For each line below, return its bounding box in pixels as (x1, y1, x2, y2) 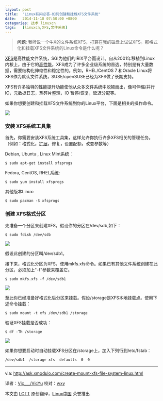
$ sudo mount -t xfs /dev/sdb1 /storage (5, 310, 88, 316)
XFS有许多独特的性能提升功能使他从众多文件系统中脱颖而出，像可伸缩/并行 (5, 84, 155, 90)
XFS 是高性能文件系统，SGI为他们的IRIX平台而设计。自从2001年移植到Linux (5, 55, 155, 61)
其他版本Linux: (5, 189, 34, 195)
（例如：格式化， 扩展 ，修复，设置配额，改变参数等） (5, 141, 112, 147)
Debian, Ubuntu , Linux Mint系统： (5, 151, 74, 157)
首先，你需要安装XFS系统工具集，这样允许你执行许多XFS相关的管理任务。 (5, 134, 153, 141)
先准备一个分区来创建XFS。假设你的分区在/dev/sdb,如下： (5, 222, 121, 228)
